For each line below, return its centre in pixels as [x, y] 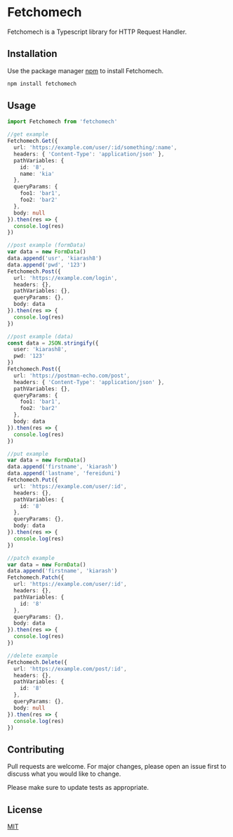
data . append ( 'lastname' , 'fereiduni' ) [64, 473]
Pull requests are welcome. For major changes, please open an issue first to [117, 767]
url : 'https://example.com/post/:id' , [71, 669]
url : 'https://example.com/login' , [66, 278]
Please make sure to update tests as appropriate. [78, 788]
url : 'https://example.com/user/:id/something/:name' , [95, 148]
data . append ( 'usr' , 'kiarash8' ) [54, 258]
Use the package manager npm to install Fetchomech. [85, 70]
